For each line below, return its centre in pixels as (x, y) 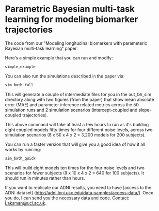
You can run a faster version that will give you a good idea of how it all (75, 144)
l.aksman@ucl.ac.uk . (26, 203)
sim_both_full (19, 85)
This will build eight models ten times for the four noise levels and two (75, 168)
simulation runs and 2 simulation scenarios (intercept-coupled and (71, 110)
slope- (145, 110)
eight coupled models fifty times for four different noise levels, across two (79, 130)
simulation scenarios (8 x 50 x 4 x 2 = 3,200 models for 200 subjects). (75, 134)
